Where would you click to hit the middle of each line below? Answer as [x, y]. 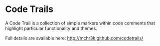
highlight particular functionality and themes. [51, 28]
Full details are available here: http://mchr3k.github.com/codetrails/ [74, 38]
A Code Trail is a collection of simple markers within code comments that [80, 23]
